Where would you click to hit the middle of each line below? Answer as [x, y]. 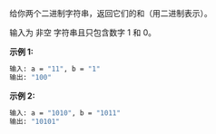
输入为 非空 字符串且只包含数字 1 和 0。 [83, 33]
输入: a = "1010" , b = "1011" [65, 113]
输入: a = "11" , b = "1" [55, 69]
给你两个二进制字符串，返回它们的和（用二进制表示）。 [111, 13]
